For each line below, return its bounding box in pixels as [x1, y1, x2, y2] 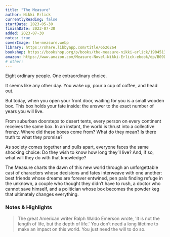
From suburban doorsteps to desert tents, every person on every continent [5, 118, 161, 124]
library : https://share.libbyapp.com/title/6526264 [5, 45, 116, 50]
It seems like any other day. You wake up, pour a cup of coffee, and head [5, 83, 158, 89]
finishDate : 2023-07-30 [5, 26, 56, 31]
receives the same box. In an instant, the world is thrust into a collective [5, 124, 155, 130]
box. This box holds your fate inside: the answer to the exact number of [5, 103, 154, 109]
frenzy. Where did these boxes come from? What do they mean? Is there [5, 129, 157, 135]
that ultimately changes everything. [5, 191, 79, 197]
